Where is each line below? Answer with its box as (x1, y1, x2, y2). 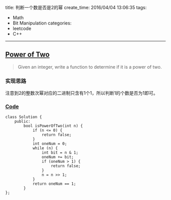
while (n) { (32, 146, 58, 151)
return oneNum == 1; (32, 181, 76, 187)
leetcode (12, 25, 32, 32)
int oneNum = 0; (32, 141, 67, 147)
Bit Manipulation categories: (12, 20, 72, 26)
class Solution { (5, 115, 42, 120)
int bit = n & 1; (41, 150, 79, 155)
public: (14, 119, 31, 124)
